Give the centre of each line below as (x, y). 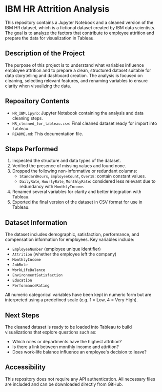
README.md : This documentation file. (48, 134)
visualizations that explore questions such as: (51, 332)
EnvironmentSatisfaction (37, 275)
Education (22, 281)
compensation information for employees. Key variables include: (70, 239)
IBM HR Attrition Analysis (57, 9)
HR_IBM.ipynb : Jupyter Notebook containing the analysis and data (78, 113)
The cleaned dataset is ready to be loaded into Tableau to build (69, 327)
